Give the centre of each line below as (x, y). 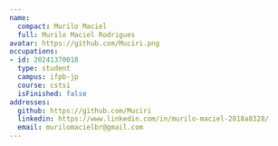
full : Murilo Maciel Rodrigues (77, 34)
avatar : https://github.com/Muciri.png (85, 43)
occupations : (34, 52)
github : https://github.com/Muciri (85, 111)
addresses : (30, 102)
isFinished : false (53, 93)
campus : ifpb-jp (48, 77)
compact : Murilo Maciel (62, 26)
